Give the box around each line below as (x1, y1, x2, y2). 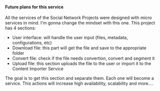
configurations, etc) (12, 40, 52, 46)
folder (12, 50, 24, 56)
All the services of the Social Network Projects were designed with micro (5, 15, 152, 21)
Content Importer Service (12, 66, 64, 72)
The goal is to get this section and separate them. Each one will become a (5, 75, 154, 81)
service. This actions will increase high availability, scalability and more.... (5, 81, 154, 87)
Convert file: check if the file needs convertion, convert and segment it (12, 55, 155, 61)
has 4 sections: (5, 25, 36, 31)
